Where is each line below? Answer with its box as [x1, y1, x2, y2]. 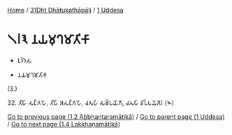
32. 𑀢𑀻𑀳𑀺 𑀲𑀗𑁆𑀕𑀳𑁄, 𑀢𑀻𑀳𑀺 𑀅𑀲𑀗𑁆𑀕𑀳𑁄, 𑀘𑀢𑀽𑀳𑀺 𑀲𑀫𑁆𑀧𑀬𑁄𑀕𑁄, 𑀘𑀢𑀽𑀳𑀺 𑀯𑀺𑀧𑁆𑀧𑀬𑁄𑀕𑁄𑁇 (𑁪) [7, 98, 175, 107]
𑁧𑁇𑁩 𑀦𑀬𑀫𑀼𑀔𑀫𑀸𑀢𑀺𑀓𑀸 [7, 31, 90, 48]
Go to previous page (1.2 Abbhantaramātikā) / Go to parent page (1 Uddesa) [7, 112, 225, 121]
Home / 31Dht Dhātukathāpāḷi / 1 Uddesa [7, 6, 124, 14]
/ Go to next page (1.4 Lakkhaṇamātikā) [7, 120, 121, 128]
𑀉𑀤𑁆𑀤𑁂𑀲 [17, 56, 33, 64]
